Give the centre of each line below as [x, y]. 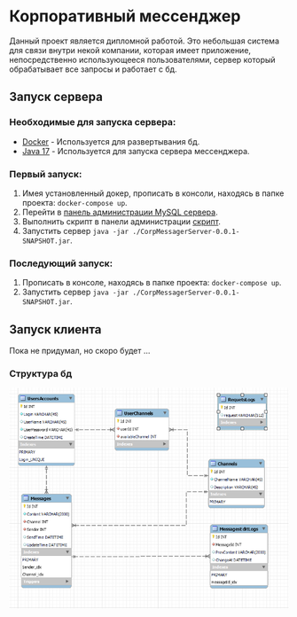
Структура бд [41, 373]
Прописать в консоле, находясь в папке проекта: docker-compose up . [152, 283]
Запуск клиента [55, 329]
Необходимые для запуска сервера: [93, 122]
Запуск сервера [56, 97]
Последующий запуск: [61, 263]
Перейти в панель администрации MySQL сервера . [120, 212]
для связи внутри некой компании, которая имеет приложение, [130, 50]
